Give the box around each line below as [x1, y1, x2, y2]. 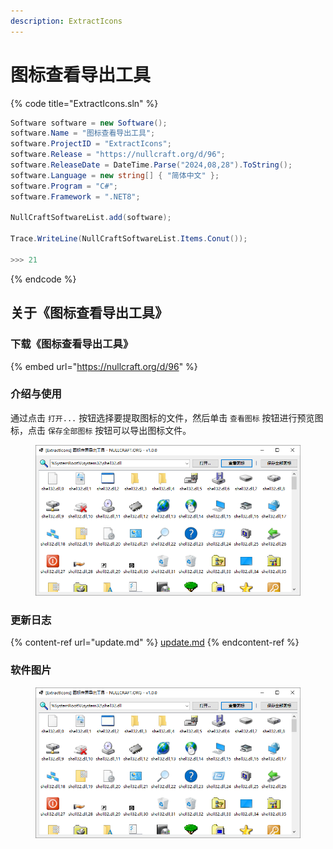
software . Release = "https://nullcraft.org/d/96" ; [10, 150, 226, 160]
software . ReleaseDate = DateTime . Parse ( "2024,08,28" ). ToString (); [10, 160, 293, 170]
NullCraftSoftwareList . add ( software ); [10, 213, 172, 223]
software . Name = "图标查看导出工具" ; [10, 128, 156, 139]
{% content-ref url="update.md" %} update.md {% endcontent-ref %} [10, 636, 300, 649]
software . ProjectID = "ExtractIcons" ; [10, 139, 172, 149]
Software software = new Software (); [10, 118, 168, 128]
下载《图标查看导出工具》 [10, 337, 134, 351]
